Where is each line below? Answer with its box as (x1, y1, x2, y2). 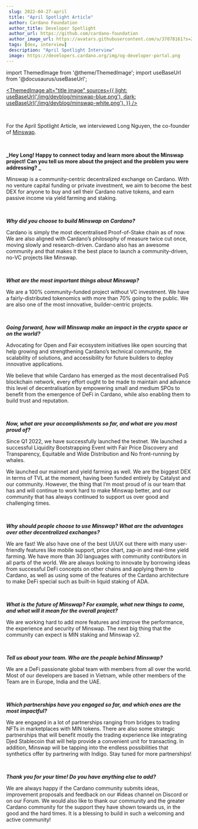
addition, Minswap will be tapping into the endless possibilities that (6, 744, 169, 751)
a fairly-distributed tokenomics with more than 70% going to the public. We (6, 294, 189, 302)
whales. (6, 456, 25, 463)
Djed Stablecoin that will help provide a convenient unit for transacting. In (6, 737, 184, 744)
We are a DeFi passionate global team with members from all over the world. (6, 665, 192, 672)
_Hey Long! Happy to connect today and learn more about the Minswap (6, 151, 184, 159)
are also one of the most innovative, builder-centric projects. (6, 301, 153, 308)
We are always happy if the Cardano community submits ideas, (6, 785, 159, 792)
